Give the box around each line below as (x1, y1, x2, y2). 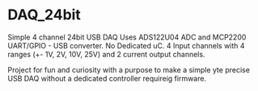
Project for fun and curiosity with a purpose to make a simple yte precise (7, 64, 250, 74)
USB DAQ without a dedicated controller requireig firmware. (7, 73, 207, 83)
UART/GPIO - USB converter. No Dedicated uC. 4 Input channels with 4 (7, 40, 245, 50)
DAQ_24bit (7, 6, 82, 24)
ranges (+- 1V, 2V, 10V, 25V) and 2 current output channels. (7, 49, 205, 59)
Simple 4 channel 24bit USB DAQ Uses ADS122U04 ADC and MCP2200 (7, 32, 247, 42)
